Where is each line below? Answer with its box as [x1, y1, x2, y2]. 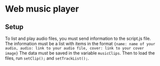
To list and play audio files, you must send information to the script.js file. [5, 35, 151, 41]
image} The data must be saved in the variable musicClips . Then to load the [5, 50, 155, 56]
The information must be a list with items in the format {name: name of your [5, 41, 156, 47]
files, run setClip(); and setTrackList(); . [5, 55, 89, 61]
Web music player [5, 3, 79, 15]
